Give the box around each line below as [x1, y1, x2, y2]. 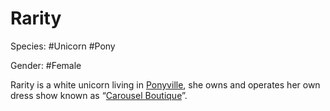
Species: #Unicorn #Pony [10, 40, 116, 52]
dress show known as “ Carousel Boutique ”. [10, 89, 188, 101]
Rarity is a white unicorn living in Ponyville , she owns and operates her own [10, 78, 321, 91]
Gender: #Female [10, 59, 82, 71]
